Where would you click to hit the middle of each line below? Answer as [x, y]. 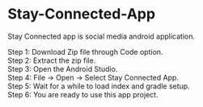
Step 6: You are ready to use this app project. [83, 94]
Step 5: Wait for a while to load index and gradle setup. [99, 86]
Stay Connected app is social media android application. [101, 36]
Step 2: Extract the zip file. [52, 60]
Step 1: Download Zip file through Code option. [85, 51]
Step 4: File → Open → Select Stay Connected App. [93, 77]
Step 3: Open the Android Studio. [63, 68]
